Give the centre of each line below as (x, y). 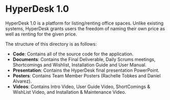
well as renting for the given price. (41, 34)
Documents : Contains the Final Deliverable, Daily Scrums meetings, (84, 59)
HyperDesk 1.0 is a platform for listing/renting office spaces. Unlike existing (84, 23)
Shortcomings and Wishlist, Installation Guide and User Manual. (79, 65)
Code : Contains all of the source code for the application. (73, 54)
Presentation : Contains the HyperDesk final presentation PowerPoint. (86, 70)
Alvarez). (22, 81)
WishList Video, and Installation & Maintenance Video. (69, 92)
